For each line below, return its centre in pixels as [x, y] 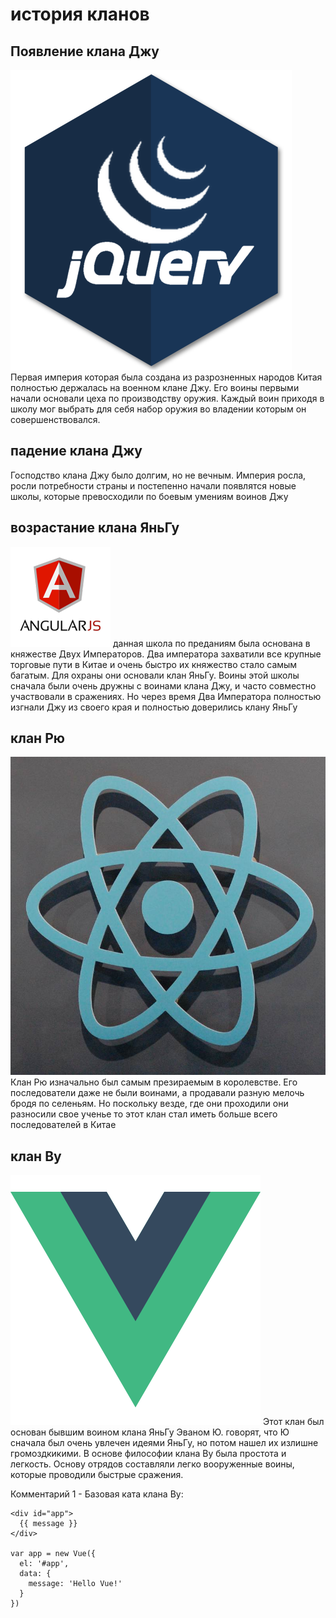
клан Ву [36, 1156]
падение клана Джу [76, 451]
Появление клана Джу [85, 51]
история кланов [80, 14]
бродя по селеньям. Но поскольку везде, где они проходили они [149, 1104]
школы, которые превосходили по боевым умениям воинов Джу [149, 496]
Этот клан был [293, 1422]
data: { [35, 1574]
